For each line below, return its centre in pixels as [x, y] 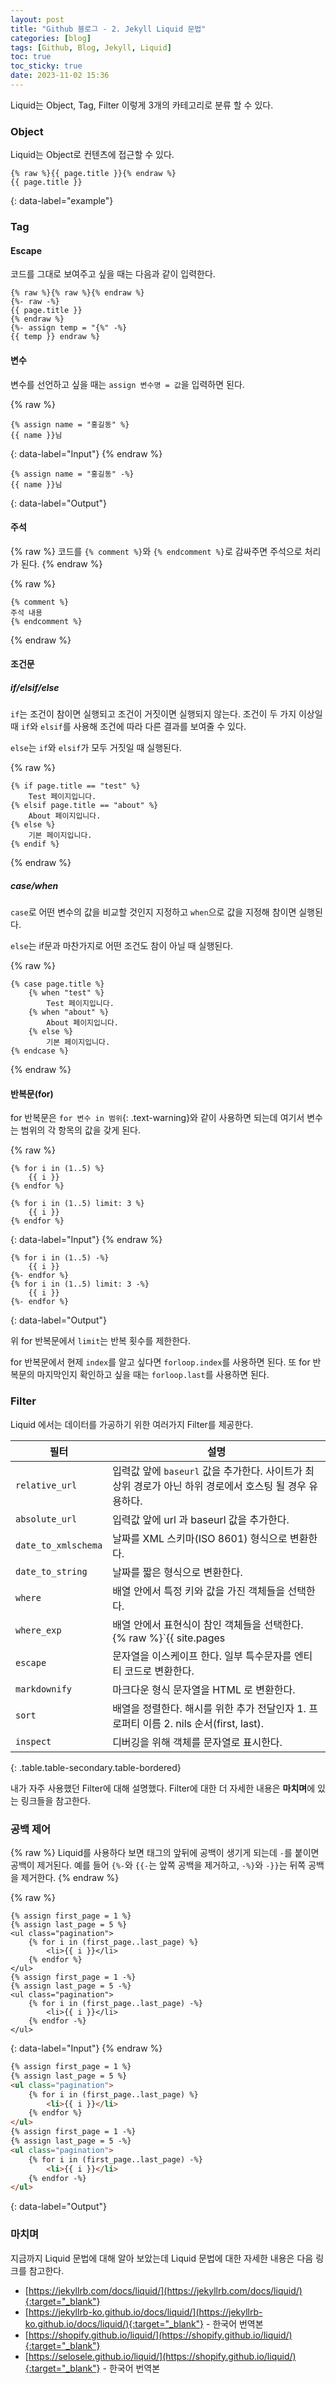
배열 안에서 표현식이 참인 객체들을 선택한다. [208, 1624]
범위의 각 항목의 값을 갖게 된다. [80, 1130]
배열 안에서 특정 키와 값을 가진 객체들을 [199, 1591]
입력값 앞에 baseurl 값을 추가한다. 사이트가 [207, 1471]
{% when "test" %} [66, 993]
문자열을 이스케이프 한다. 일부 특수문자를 [202, 1656]
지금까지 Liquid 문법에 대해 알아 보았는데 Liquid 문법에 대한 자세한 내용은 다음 [162, 2258]
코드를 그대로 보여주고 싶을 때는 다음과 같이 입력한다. [113, 274]
